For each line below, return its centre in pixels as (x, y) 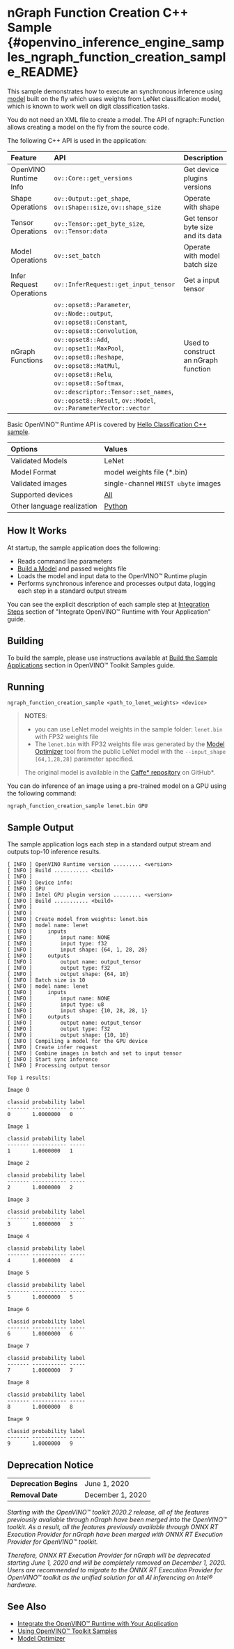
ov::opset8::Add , (82, 339)
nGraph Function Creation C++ (98, 13)
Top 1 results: (29, 1078)
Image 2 (18, 1163)
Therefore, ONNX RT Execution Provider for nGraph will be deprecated (109, 1555)
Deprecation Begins (44, 1484)
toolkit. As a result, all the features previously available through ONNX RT (113, 1527)
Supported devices (42, 495)
